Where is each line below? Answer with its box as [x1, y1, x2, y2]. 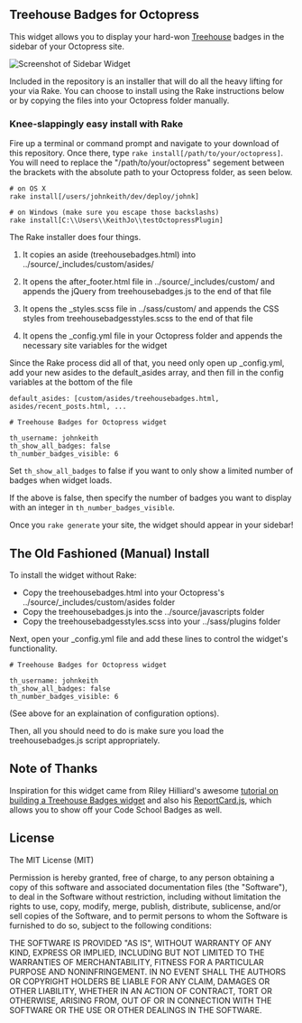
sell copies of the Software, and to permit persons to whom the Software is [9, 910, 288, 921]
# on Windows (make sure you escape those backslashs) [9, 208, 220, 218]
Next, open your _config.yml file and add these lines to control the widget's [9, 633, 288, 644]
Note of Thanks [9, 761, 98, 777]
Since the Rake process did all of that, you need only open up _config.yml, [9, 358, 285, 368]
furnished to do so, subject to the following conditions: [9, 920, 212, 931]
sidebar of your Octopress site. [9, 41, 124, 51]
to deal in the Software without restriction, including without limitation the [9, 891, 281, 902]
